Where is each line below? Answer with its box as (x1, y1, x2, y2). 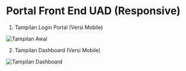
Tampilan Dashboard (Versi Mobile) (14, 46, 101, 54)
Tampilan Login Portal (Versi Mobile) (14, 24, 103, 31)
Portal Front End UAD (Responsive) (6, 4, 181, 18)
